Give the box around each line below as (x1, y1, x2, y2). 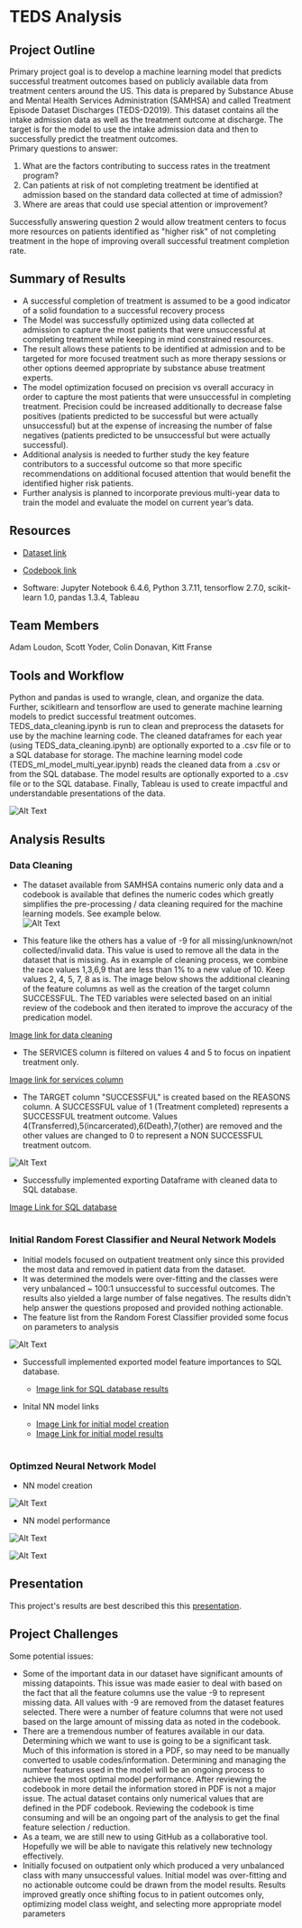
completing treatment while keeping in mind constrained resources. (22, 333, 274, 344)
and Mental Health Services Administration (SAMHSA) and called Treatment (9, 95, 291, 106)
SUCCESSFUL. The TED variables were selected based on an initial (22, 992, 272, 1004)
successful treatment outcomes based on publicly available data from (9, 76, 269, 87)
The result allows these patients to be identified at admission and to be (22, 343, 286, 354)
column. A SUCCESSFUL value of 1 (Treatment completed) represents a (22, 1100, 289, 1112)
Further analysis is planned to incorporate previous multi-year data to (22, 487, 280, 498)
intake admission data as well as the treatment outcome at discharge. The (9, 115, 284, 125)
